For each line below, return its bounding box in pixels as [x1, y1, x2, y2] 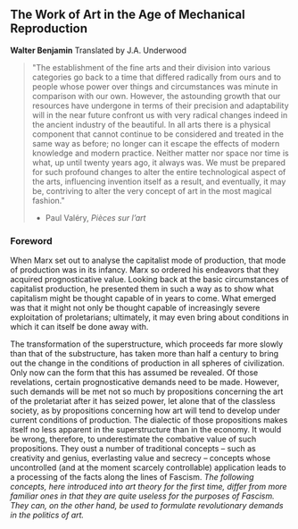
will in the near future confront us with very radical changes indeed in [31, 109, 288, 120]
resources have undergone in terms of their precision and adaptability [31, 100, 289, 111]
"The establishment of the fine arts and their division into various [31, 62, 271, 72]
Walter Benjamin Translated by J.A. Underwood [10, 45, 186, 55]
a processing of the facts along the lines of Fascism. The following [10, 472, 254, 483]
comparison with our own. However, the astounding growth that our [31, 90, 281, 101]
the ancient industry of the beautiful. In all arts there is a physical [31, 119, 271, 130]
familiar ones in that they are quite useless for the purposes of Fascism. [10, 491, 275, 501]
